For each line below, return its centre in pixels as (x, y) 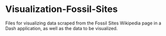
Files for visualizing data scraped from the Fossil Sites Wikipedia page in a (84, 23)
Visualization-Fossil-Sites (62, 9)
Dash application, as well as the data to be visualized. (62, 28)
